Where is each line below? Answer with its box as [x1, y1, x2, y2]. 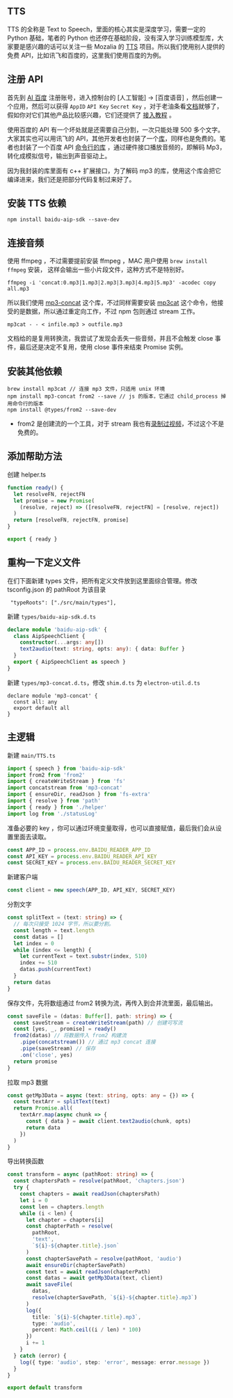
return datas [13, 979, 51, 986]
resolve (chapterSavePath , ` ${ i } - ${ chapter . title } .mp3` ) [32, 1294, 198, 1301]
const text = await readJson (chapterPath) [25, 1268, 151, 1275]
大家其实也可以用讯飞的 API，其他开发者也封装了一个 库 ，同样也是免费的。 [7, 134, 220, 142]
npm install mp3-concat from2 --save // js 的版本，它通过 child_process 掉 [7, 393, 227, 400]
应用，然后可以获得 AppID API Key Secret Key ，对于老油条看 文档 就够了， [13, 102, 223, 110]
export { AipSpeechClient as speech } [13, 658, 127, 666]
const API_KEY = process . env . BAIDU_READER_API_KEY [7, 853, 157, 860]
